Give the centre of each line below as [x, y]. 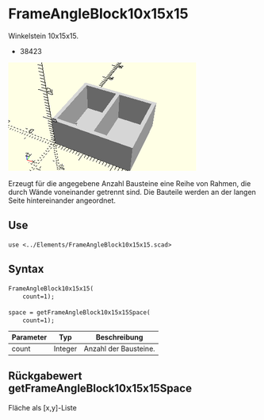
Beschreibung [119, 337]
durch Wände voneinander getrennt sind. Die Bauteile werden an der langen [132, 192]
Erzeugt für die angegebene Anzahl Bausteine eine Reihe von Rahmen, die [130, 183]
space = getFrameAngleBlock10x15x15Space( [79, 312]
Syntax [26, 269]
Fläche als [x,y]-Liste [42, 407]
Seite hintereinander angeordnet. [62, 200]
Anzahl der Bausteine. [120, 349]
